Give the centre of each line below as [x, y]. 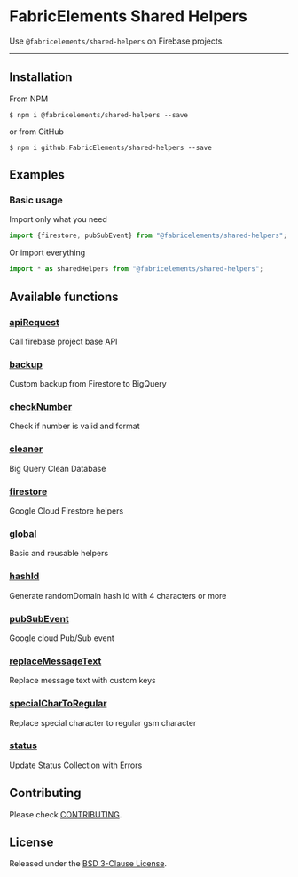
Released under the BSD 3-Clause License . [88, 864]
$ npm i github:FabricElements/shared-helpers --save [111, 147]
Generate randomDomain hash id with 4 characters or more [118, 595]
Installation [41, 77]
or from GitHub [37, 132]
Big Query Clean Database [58, 468]
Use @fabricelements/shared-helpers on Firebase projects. [117, 41]
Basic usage [36, 200]
